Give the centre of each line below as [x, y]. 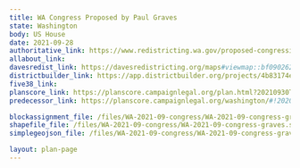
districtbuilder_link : [51, 76]
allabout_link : [37, 59]
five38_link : [33, 84]
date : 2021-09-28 [42, 42]
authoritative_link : [48, 51]
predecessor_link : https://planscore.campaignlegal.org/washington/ [139, 101]
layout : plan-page [43, 150]
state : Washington [43, 26]
